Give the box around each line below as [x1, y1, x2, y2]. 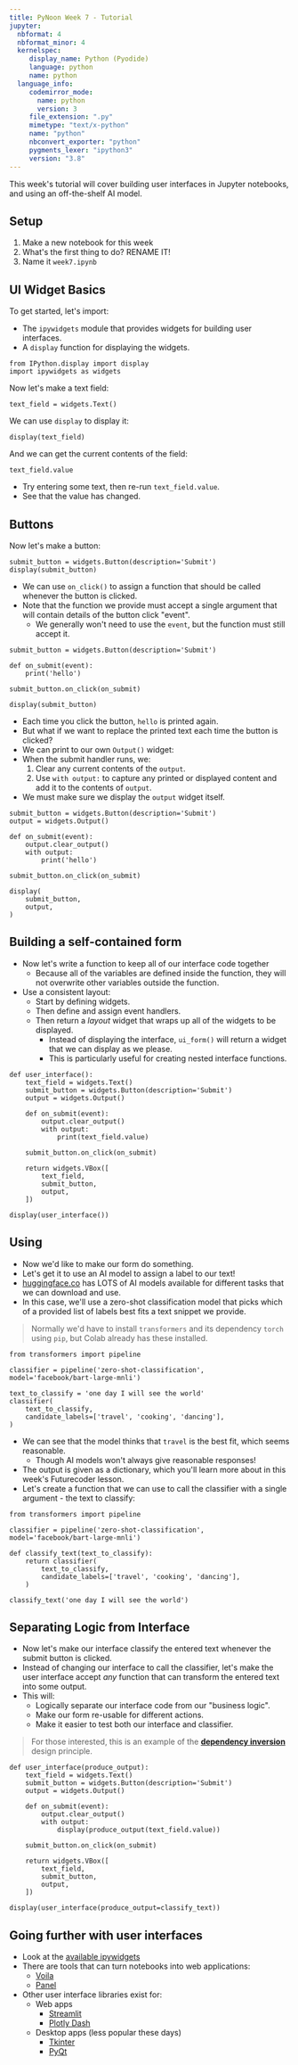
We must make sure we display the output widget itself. [21, 791, 225, 802]
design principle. [30, 1746, 93, 1756]
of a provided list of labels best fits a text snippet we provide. [21, 1305, 246, 1316]
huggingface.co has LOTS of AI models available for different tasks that [21, 1277, 285, 1288]
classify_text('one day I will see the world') [9, 1595, 189, 1605]
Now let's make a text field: [9, 383, 109, 393]
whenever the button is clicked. [21, 590, 138, 601]
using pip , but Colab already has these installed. [30, 1332, 208, 1343]
